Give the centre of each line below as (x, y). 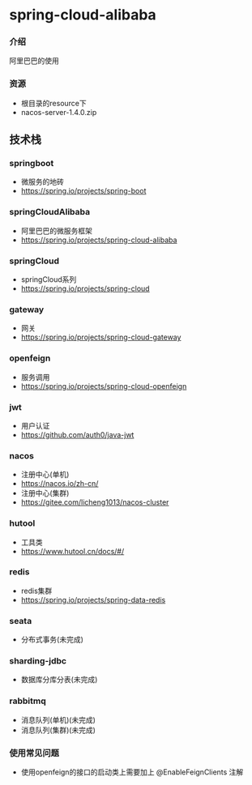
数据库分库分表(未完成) (59, 680)
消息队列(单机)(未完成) (58, 719)
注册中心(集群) (45, 493)
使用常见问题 (34, 753)
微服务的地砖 (42, 182)
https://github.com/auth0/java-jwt (77, 434)
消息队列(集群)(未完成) (58, 730)
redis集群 (36, 591)
